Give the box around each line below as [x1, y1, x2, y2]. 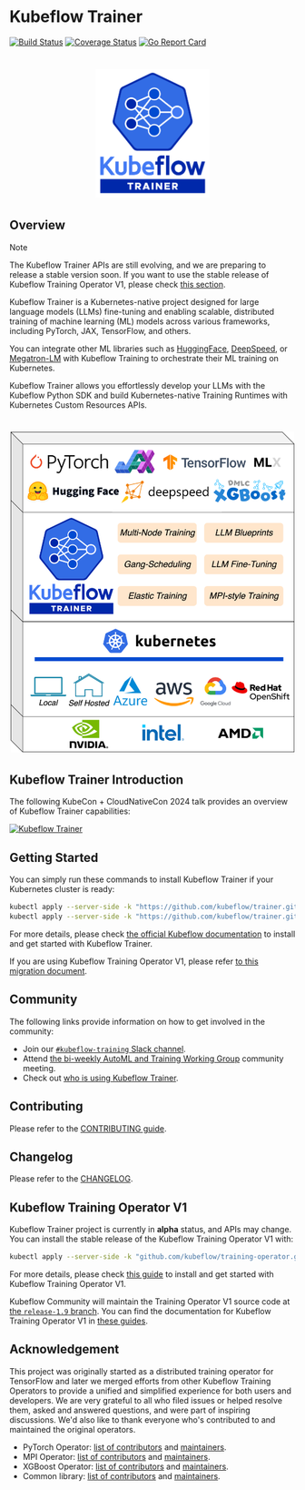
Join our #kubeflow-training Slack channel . [22, 1043, 186, 1054]
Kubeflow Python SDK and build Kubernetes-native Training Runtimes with [9, 390, 289, 400]
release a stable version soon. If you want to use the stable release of [9, 269, 270, 279]
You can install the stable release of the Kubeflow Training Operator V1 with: [9, 1233, 294, 1244]
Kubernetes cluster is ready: [9, 884, 115, 895]
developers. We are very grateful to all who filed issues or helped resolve [9, 1394, 283, 1405]
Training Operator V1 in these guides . [9, 1315, 148, 1326]
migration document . [9, 965, 88, 976]
